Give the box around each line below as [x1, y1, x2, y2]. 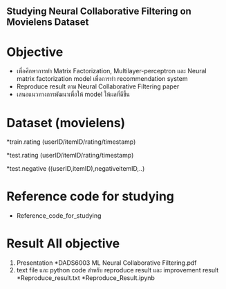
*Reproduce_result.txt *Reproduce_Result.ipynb [16, 274, 155, 282]
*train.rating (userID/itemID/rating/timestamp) [6, 138, 136, 146]
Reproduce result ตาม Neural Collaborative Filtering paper [16, 82, 180, 91]
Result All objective [6, 236, 120, 252]
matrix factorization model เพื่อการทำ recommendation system [16, 75, 188, 83]
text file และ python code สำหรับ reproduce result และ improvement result [16, 266, 219, 274]
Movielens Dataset [6, 17, 89, 28]
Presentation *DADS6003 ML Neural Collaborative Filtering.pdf [16, 259, 198, 267]
